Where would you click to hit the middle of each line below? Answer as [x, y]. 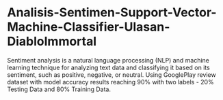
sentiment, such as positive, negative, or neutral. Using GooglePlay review [112, 74]
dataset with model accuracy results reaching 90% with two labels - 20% [110, 82]
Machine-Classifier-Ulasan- [89, 27]
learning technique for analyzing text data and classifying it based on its [108, 67]
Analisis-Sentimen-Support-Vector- [112, 13]
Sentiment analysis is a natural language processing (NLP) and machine [108, 60]
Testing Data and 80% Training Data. [59, 89]
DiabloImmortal [52, 41]
